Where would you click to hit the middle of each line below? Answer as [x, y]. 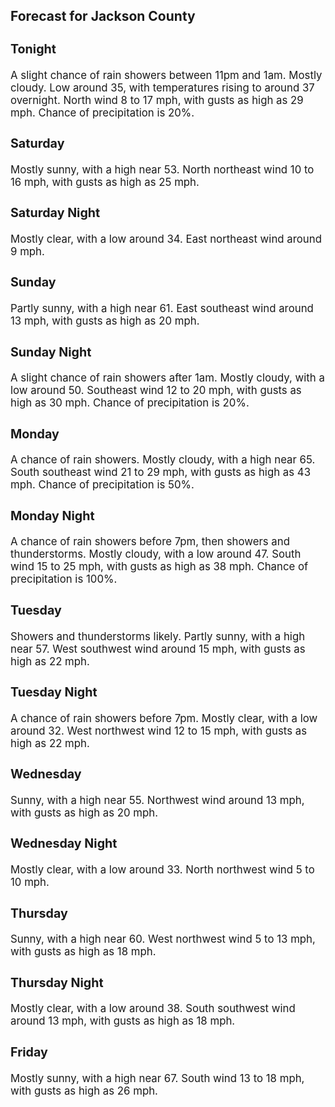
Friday [29, 1052]
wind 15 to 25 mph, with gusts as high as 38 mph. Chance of [159, 567]
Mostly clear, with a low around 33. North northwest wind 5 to [162, 870]
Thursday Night [57, 982]
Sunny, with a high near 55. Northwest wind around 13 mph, [157, 800]
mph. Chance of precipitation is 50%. [102, 485]
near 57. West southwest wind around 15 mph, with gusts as [158, 649]
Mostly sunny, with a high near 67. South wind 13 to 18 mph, [157, 1078]
